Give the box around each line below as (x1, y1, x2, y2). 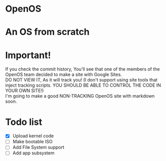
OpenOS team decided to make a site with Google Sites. (5, 71, 122, 77)
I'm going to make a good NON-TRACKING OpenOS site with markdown (5, 93, 155, 99)
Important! (5, 49, 51, 61)
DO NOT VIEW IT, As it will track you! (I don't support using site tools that (5, 77, 158, 83)
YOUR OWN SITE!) (5, 88, 44, 94)
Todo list (5, 116, 43, 128)
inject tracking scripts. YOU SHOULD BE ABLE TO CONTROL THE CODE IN (5, 82, 161, 89)
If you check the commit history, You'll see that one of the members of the (5, 66, 160, 72)
